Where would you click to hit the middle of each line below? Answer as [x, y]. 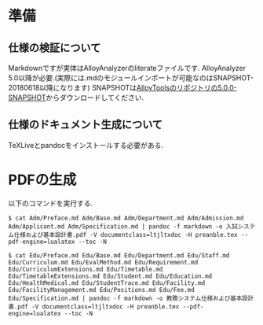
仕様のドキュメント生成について [86, 125]
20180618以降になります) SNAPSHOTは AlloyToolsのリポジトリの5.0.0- [122, 88]
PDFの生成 [42, 180]
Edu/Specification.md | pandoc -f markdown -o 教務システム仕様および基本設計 [131, 298]
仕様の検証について [55, 48]
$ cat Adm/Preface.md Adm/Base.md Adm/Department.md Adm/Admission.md [126, 218]
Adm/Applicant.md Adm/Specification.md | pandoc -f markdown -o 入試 [123, 226]
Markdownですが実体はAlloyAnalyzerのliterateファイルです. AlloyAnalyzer [127, 68]
